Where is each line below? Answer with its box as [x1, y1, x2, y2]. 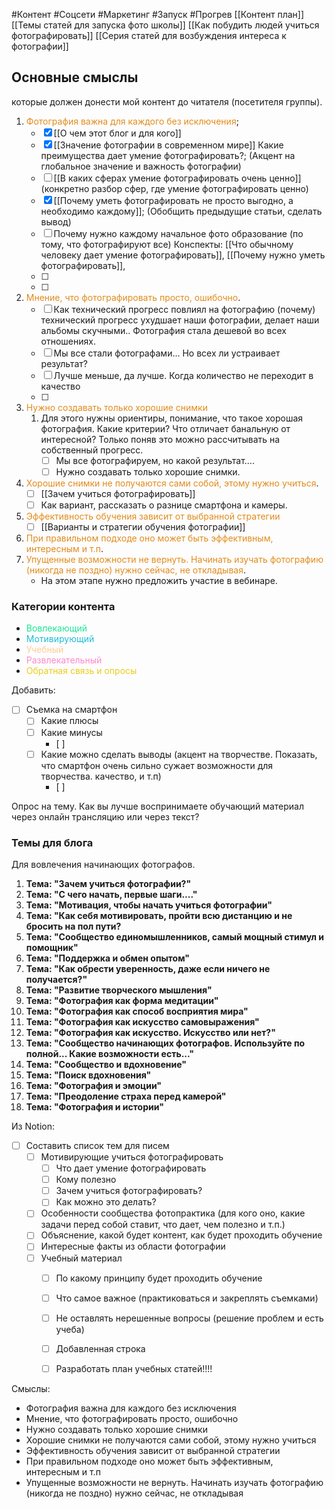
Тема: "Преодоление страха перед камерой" [25, 1090, 227, 1102]
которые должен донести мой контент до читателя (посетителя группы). [11, 95, 323, 108]
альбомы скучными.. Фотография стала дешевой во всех [40, 324, 287, 336]
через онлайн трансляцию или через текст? [11, 810, 200, 823]
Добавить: [11, 684, 56, 696]
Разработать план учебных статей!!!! [55, 1362, 213, 1374]
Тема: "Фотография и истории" [25, 1100, 164, 1113]
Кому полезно [55, 1174, 117, 1186]
